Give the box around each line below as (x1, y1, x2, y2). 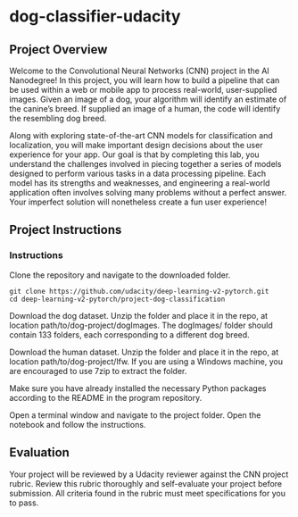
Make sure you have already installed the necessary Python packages (9, 382, 267, 394)
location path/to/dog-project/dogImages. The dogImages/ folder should (9, 320, 274, 330)
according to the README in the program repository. (9, 392, 203, 403)
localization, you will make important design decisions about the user (9, 140, 263, 150)
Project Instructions (9, 222, 122, 238)
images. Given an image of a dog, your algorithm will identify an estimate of (9, 94, 287, 104)
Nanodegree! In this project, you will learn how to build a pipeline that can (9, 75, 280, 86)
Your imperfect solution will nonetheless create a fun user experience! (9, 196, 268, 207)
